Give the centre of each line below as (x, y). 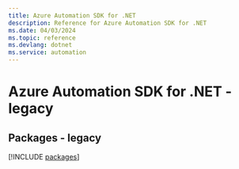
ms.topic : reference (42, 38)
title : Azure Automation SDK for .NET (72, 15)
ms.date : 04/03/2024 (42, 30)
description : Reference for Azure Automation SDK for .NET (108, 23)
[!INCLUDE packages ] (44, 157)
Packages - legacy (55, 138)
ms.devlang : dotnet (40, 45)
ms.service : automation (47, 52)
